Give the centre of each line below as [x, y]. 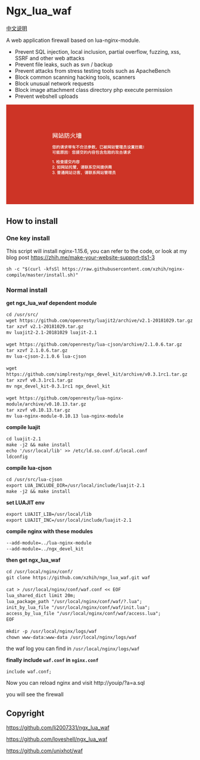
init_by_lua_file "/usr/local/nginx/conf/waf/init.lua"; [78, 608]
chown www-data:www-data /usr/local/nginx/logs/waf [71, 638]
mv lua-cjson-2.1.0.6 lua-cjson [46, 356]
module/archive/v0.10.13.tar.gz [46, 404]
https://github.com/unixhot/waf [45, 750]
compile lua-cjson [29, 468]
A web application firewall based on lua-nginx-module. [73, 40]
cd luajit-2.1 [24, 439]
